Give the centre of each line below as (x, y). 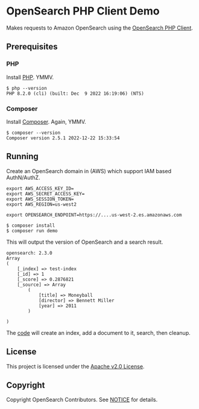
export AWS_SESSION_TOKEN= (40, 199)
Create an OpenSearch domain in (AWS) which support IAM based (89, 171)
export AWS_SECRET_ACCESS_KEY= (46, 194)
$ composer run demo (32, 230)
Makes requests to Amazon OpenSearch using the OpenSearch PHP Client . (99, 28)
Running (23, 157)
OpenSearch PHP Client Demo (83, 11)
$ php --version (27, 88)
